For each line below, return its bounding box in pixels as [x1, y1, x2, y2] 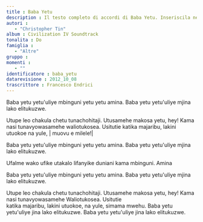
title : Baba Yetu [6, 8, 53, 15]
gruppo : [6, 54, 28, 60]
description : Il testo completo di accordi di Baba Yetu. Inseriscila [6, 15, 190, 21]
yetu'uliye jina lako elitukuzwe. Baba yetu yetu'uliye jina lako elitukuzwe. [6, 209, 186, 215]
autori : [6, 20, 28, 26]
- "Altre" [14, 48, 39, 54]
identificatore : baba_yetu [6, 71, 77, 77]
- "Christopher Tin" [14, 25, 66, 32]
